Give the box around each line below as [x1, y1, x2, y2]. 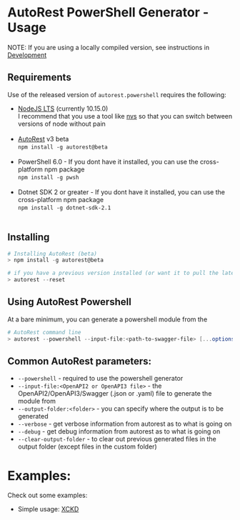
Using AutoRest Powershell [7, 296, 132, 308]
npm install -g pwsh [17, 174, 79, 181]
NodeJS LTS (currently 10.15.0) [17, 104, 109, 113]
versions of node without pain [17, 119, 106, 128]
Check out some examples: [7, 491, 88, 500]
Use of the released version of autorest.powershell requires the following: [7, 90, 226, 99]
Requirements [7, 71, 71, 84]
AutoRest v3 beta [17, 134, 69, 143]
